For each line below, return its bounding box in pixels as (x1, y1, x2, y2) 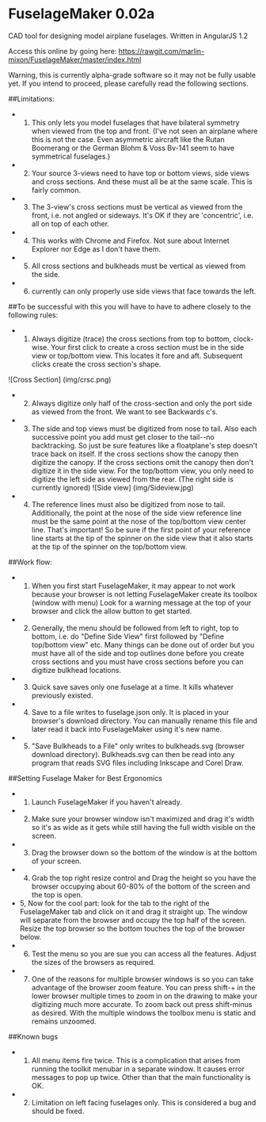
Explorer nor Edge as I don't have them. (31, 244, 161, 254)
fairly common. (31, 185, 82, 194)
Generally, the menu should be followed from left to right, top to (31, 623, 239, 632)
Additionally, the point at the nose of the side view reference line (31, 508, 242, 517)
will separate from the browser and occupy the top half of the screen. (19, 915, 247, 924)
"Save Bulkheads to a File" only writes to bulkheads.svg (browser (31, 741, 245, 751)
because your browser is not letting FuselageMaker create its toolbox (31, 589, 258, 599)
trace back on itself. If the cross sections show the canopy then (31, 449, 239, 459)
